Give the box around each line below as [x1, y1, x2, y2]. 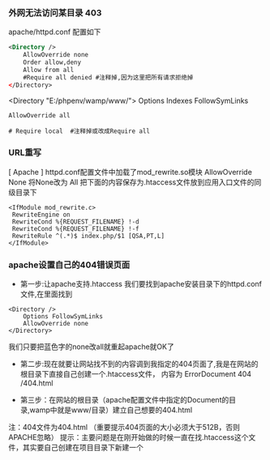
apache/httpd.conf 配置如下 [8, 27, 101, 37]
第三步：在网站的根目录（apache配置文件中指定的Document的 [19, 395, 229, 405]
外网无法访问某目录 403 [8, 6, 102, 18]
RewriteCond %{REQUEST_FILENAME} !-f [11, 224, 139, 232]
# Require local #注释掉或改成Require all [8, 127, 150, 135]
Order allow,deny [23, 58, 82, 66]
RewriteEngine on [11, 211, 71, 219]
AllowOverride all [8, 111, 71, 119]
